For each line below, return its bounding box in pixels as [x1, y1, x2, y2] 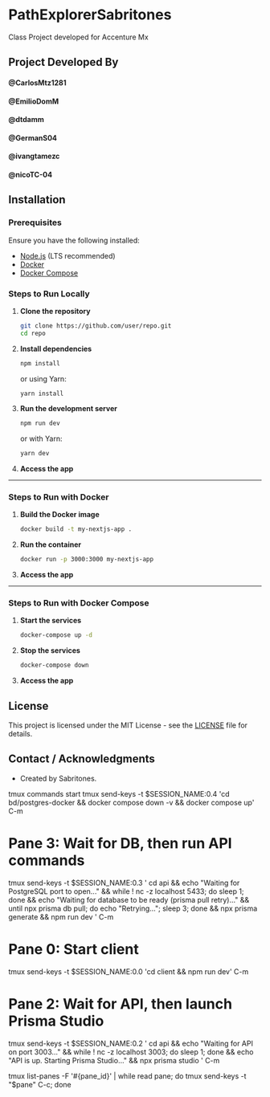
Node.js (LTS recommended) [19, 251, 116, 260]
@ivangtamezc [8, 151, 60, 161]
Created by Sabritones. [19, 773, 97, 783]
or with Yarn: [19, 434, 63, 443]
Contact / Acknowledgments [8, 752, 155, 766]
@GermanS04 [8, 133, 58, 142]
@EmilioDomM [8, 96, 59, 106]
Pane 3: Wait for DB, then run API [8, 834, 232, 853]
